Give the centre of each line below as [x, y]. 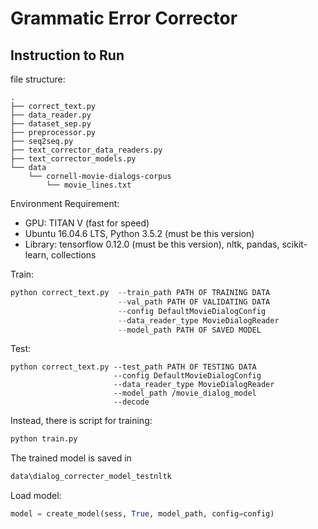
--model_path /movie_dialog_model [185, 393]
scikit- [294, 244]
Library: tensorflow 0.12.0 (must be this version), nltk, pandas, [152, 244]
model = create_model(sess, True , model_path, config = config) [142, 514]
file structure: [38, 79]
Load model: [36, 496]
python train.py [44, 439]
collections [74, 255]
